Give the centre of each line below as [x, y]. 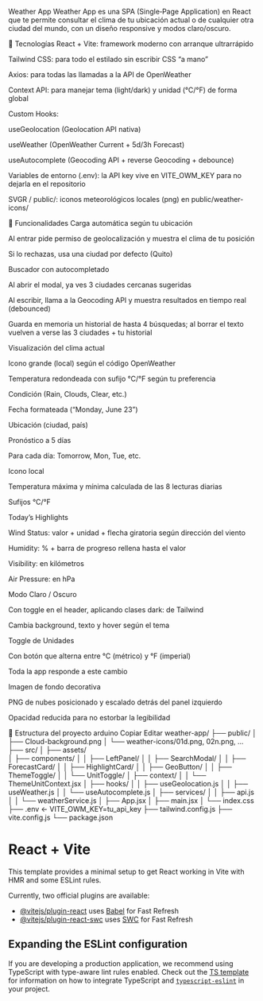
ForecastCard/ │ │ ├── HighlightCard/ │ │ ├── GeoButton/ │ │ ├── [120, 767]
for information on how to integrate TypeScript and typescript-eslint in [126, 980]
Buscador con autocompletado [59, 269]
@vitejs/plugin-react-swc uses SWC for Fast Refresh [106, 919]
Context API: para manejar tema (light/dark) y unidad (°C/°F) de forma [123, 90]
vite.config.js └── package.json [61, 817]
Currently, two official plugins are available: [79, 895]
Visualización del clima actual [56, 348]
